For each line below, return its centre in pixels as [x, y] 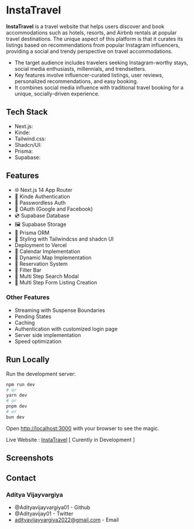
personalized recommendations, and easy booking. [76, 81]
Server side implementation [48, 335]
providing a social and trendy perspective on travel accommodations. [89, 51]
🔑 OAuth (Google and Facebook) [54, 209]
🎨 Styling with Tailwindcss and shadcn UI [64, 239]
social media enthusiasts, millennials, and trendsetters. [80, 68]
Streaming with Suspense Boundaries [60, 310]
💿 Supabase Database [42, 215]
